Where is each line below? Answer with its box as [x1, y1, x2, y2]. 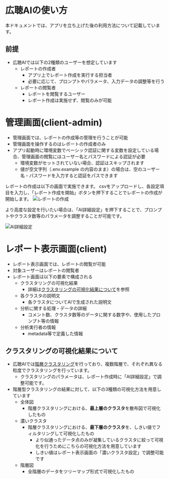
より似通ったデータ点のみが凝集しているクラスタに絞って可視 [35, 437, 163, 443]
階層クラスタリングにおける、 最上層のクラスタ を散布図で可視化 [27, 405, 161, 411]
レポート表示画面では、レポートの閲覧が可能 [12, 261, 106, 267]
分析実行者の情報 [20, 324, 56, 330]
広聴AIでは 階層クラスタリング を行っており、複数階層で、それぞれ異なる [12, 361, 163, 367]
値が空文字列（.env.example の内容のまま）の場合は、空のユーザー [20, 166, 160, 172]
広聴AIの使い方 [5, 5, 68, 16]
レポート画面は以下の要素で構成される [12, 274, 93, 280]
